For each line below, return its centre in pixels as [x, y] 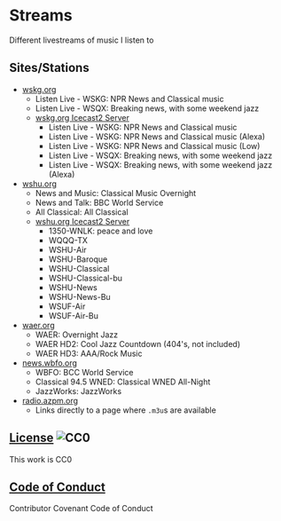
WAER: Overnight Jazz [76, 335]
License [31, 438]
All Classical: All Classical [82, 212]
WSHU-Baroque [78, 259]
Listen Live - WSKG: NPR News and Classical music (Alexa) [157, 136]
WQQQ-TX [68, 240]
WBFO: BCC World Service [84, 372]
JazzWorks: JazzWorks [78, 391]
